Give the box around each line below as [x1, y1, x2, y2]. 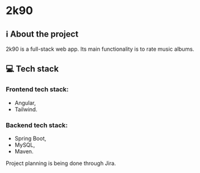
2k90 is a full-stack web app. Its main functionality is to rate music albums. [6, 45, 194, 53]
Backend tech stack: [6, 120, 68, 129]
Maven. [14, 147, 34, 155]
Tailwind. [14, 105, 38, 113]
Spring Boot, [14, 134, 46, 142]
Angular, [14, 99, 36, 106]
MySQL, [14, 141, 35, 149]
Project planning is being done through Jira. [6, 160, 116, 167]
